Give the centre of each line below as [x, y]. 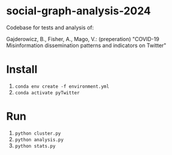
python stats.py [35, 146]
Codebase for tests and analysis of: [50, 27]
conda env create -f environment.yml [62, 86]
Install [22, 69]
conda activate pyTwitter [47, 93]
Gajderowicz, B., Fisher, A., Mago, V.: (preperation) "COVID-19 [83, 39]
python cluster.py [38, 133]
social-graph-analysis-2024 [79, 11]
